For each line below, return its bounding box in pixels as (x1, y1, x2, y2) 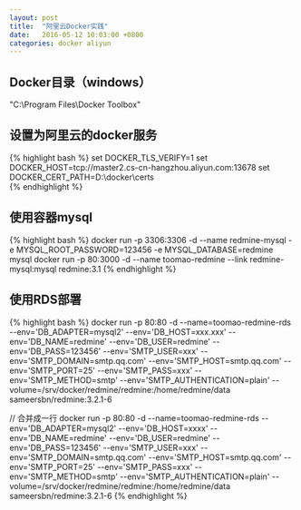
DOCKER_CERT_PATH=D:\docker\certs (9, 172, 155, 182)
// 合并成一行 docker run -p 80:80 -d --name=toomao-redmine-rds (9, 412, 260, 423)
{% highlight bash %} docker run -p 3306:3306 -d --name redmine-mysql (9, 234, 287, 245)
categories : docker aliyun (9, 38, 112, 48)
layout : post (9, 13, 59, 23)
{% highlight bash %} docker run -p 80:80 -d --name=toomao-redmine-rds (9, 317, 292, 328)
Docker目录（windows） (9, 74, 151, 90)
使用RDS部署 (9, 292, 82, 308)
